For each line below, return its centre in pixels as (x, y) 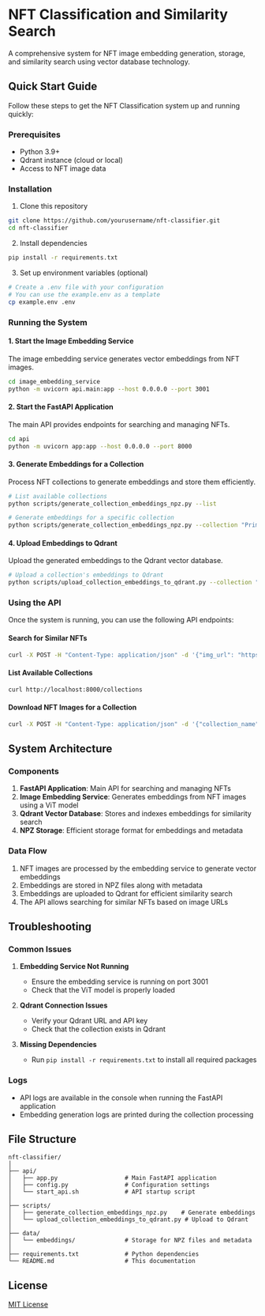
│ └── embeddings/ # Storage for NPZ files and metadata (130, 1240)
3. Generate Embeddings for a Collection (76, 464)
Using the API (35, 603)
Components (34, 771)
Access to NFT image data (63, 168)
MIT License (28, 1305)
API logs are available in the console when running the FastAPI (121, 1098)
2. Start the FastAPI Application (61, 407)
